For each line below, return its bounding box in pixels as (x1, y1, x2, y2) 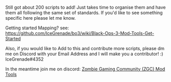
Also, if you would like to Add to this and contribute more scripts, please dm (5, 46, 165, 51)
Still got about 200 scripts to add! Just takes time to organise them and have (5, 5, 166, 10)
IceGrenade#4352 (5, 56, 44, 62)
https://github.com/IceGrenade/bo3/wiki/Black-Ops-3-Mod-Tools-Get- (5, 30, 155, 36)
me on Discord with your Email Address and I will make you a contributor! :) (5, 51, 163, 57)
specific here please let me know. (5, 15, 76, 21)
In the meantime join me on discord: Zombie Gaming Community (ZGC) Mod (5, 66, 165, 72)
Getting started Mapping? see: (5, 25, 69, 31)
